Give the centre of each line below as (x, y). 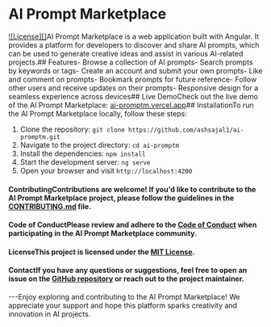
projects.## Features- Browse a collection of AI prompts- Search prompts (131, 62)
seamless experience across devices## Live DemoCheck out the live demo (133, 96)
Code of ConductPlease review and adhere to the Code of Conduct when (133, 225)
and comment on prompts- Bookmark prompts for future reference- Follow (133, 79)
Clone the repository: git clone (72, 129)
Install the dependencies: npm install (83, 153)
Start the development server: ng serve (85, 161)
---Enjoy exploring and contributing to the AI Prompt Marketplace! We (124, 296)
